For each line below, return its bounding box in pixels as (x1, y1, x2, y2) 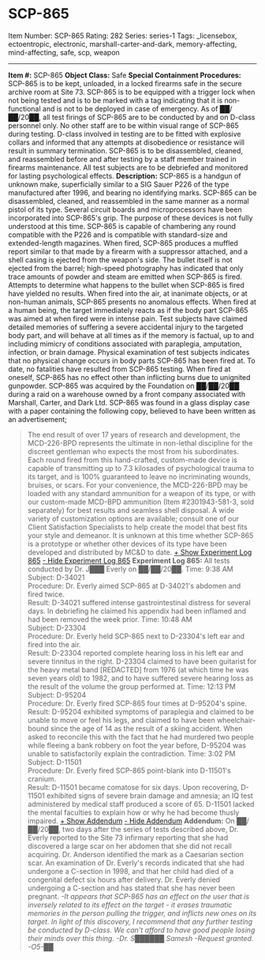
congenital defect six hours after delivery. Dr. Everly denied (27, 875, 221, 884)
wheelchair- (216, 715, 256, 725)
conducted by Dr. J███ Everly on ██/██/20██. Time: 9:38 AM (27, 564, 234, 574)
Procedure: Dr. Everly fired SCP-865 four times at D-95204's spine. (27, 698, 247, 708)
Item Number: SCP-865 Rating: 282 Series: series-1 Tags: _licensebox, (8, 31, 237, 40)
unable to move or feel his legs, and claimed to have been (27, 715, 215, 725)
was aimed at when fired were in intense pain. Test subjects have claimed (8, 314, 248, 323)
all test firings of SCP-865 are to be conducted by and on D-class (43, 112, 256, 122)
